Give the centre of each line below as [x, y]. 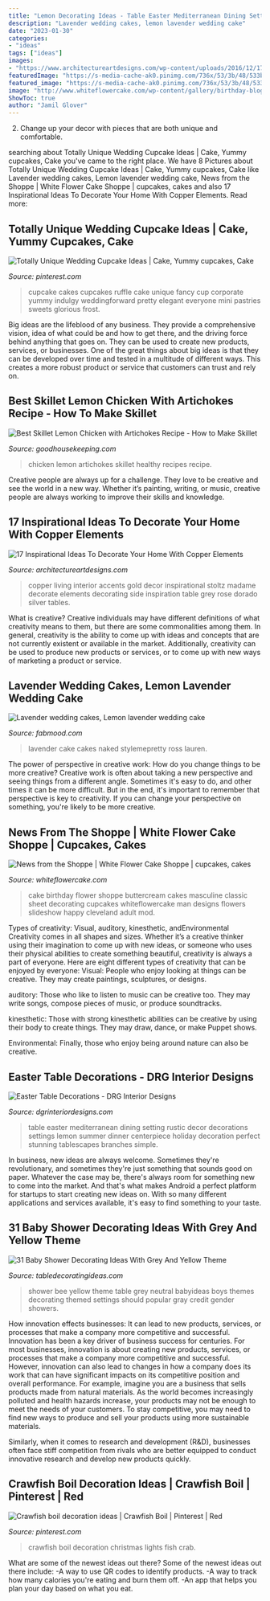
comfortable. [41, 137]
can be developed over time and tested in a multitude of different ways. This [135, 358]
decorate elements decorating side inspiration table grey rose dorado [143, 594]
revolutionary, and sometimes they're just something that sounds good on [131, 1169]
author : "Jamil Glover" [48, 105]
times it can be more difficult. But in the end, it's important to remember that [134, 790]
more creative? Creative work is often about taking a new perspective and [131, 773]
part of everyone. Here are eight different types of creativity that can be [127, 962]
